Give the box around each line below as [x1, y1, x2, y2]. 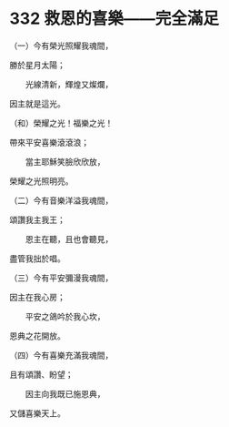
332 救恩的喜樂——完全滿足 [9, 8, 220, 29]
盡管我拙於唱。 [9, 252, 65, 264]
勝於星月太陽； [9, 59, 65, 70]
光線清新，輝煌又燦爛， [25, 78, 114, 89]
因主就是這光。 [9, 97, 65, 109]
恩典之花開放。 [9, 330, 65, 341]
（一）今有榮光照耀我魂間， [9, 40, 114, 51]
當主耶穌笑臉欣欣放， [25, 156, 105, 167]
